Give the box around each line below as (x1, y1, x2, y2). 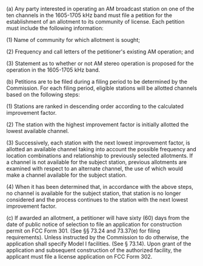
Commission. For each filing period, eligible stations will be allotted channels (6, 84, 198, 92)
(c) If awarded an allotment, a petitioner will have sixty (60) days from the (6, 214, 190, 221)
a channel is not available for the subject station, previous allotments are (6, 159, 187, 166)
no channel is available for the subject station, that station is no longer (6, 189, 181, 197)
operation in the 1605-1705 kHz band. (6, 66, 101, 73)
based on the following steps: (6, 91, 80, 98)
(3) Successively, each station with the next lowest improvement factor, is (6, 139, 190, 146)
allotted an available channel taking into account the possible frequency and (6, 146, 197, 152)
